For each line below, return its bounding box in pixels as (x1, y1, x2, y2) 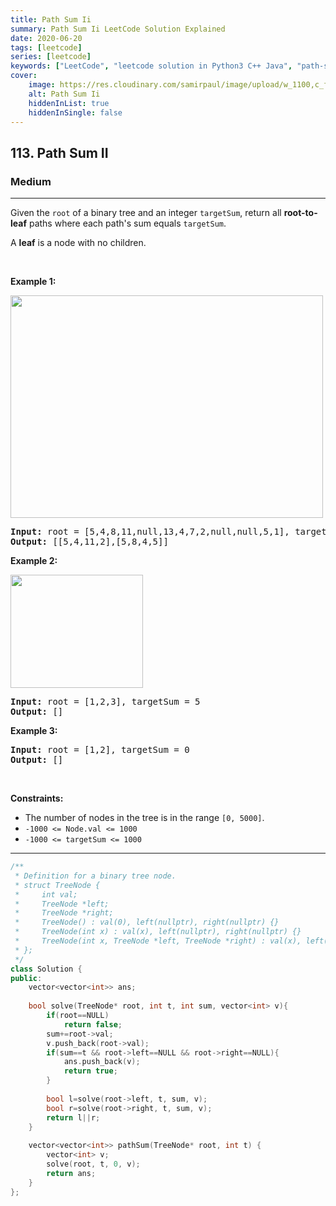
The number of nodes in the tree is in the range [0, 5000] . (24, 812, 265, 824)
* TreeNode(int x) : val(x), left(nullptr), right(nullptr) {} (14, 927, 302, 937)
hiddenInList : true (28, 98, 110, 108)
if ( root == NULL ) (46, 1011, 110, 1021)
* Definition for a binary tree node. (14, 871, 177, 881)
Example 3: (10, 725, 58, 737)
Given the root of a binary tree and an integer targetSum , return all (10, 207, 282, 219)
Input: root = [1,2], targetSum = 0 (10, 744, 190, 756)
